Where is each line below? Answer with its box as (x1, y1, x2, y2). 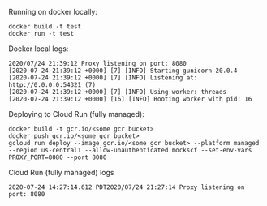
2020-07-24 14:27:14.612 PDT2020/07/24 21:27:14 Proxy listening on (8, 183, 245, 191)
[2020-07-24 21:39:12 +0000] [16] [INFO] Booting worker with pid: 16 (8, 95, 252, 103)
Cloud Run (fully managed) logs (8, 168, 114, 177)
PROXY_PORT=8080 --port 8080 (8, 153, 107, 161)
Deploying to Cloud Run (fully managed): (8, 109, 144, 118)
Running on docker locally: (8, 7, 97, 16)
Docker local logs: (8, 44, 69, 54)
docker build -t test (8, 23, 82, 31)
